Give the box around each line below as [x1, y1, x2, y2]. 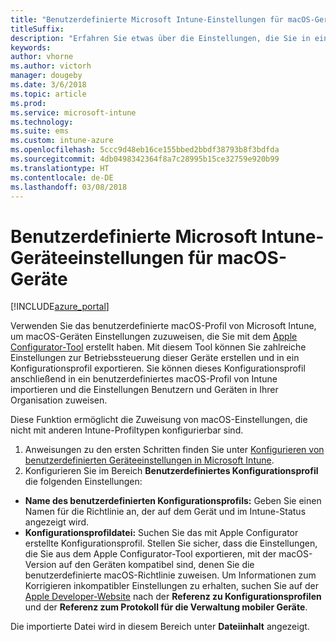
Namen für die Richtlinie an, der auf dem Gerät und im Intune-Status [24, 506, 307, 518]
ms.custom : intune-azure [10, 136, 114, 146]
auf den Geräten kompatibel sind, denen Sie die [58, 559, 255, 571]
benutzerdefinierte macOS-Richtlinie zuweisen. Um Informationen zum [24, 569, 317, 581]
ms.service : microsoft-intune [10, 107, 137, 118]
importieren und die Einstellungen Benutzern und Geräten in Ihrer [10, 384, 279, 396]
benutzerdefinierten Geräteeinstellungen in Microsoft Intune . [24, 454, 275, 466]
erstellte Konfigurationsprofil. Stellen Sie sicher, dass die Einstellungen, [24, 537, 318, 550]
